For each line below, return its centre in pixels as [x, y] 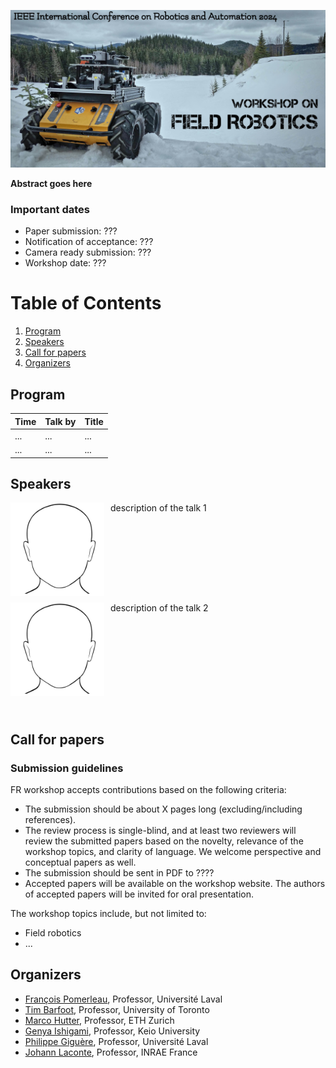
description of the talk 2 [159, 608]
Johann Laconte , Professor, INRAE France [111, 1052]
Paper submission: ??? [71, 231]
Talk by [60, 421]
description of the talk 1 [158, 508]
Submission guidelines [67, 768]
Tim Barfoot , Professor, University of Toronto [117, 1009]
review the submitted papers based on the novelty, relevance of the [164, 841]
